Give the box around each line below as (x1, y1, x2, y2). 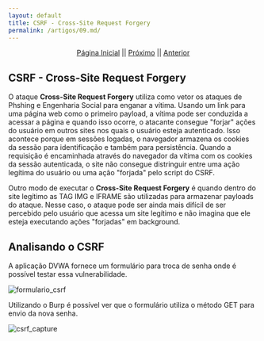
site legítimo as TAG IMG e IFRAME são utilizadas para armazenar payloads (8, 192, 254, 201)
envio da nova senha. (8, 308, 78, 318)
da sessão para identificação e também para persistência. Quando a (8, 143, 231, 152)
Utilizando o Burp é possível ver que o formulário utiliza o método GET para (8, 301, 255, 309)
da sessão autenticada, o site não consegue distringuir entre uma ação (8, 159, 240, 169)
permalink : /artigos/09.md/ (8, 26, 101, 34)
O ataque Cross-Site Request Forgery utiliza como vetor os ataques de (8, 92, 243, 102)
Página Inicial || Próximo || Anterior (76, 48, 190, 58)
